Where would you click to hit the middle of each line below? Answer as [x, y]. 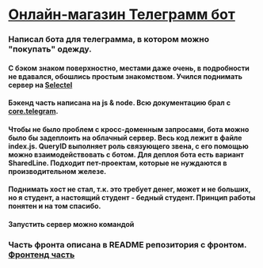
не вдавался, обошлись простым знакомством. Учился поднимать [126, 76]
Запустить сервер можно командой [71, 225]
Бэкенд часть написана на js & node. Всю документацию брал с [120, 103]
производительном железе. [57, 171]
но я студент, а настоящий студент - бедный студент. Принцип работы [132, 198]
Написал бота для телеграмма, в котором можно [109, 40]
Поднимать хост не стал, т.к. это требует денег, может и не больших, [130, 189]
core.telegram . [33, 111]
